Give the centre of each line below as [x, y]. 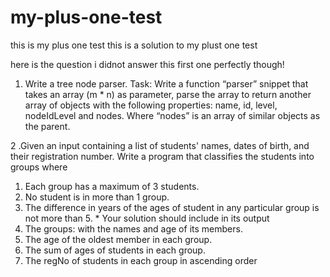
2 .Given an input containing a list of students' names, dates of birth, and [160, 145]
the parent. [47, 126]
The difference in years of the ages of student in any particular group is [172, 207]
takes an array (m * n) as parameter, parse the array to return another [168, 94]
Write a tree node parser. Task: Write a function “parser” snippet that [166, 83]
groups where [39, 167]
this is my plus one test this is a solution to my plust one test [134, 45]
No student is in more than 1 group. [97, 197]
